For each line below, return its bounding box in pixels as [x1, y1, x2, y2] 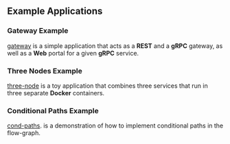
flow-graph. [7, 129, 41, 137]
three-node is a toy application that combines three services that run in [7, 82, 208, 90]
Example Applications [7, 5, 103, 17]
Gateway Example [7, 26, 69, 36]
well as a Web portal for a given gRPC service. [7, 49, 139, 57]
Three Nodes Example [7, 66, 82, 75]
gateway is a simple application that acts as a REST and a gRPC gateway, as [7, 41, 223, 50]
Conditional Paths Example [7, 106, 99, 115]
